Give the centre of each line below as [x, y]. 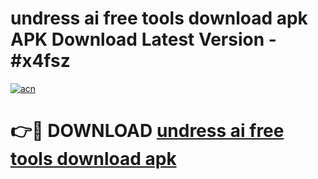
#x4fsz [40, 61]
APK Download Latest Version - [143, 39]
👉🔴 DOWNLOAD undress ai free [147, 131]
